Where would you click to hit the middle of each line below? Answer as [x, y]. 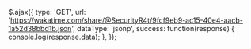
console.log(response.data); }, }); [63, 37]
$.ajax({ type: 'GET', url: [47, 12]
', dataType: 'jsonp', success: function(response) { [153, 28]
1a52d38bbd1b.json [40, 28]
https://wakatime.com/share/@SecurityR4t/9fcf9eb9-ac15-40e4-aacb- [127, 20]
